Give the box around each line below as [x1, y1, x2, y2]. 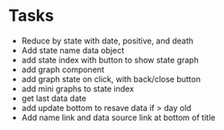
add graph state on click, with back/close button [21, 73, 202, 84]
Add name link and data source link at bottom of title [21, 112, 216, 123]
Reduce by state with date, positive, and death [21, 35, 194, 46]
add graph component [21, 64, 105, 75]
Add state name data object [21, 44, 125, 55]
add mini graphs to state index [21, 83, 134, 94]
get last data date [21, 92, 87, 104]
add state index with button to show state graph [21, 54, 199, 65]
